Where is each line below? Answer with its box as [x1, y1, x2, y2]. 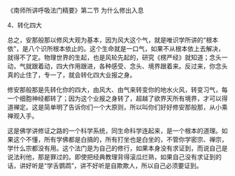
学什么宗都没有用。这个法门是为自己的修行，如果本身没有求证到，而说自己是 [7, 144, 228, 152]
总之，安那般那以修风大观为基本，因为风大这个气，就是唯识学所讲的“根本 [7, 36, 219, 44]
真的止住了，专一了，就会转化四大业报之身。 [7, 71, 136, 79]
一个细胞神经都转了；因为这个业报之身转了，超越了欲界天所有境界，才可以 [7, 94, 222, 103]
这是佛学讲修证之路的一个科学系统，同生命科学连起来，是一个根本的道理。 [7, 126, 222, 135]
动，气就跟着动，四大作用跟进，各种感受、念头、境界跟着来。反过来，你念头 [7, 62, 228, 70]
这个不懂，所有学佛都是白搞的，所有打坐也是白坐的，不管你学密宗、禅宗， [13, 135, 228, 143]
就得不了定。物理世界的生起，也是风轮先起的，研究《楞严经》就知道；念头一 [7, 53, 228, 61]
